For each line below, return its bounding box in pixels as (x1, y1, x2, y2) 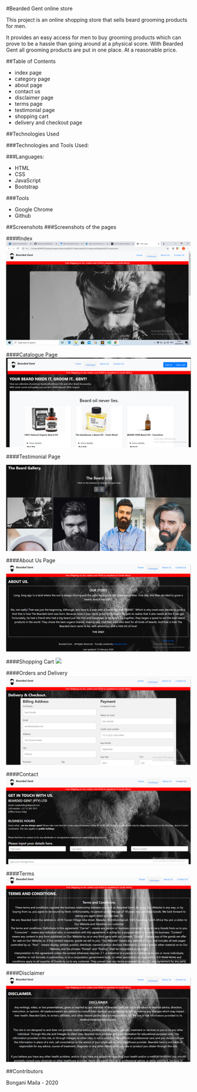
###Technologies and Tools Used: (6, 142, 89, 148)
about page (14, 82, 43, 89)
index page (14, 69, 42, 76)
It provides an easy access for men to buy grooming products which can (6, 34, 182, 40)
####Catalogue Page (6, 351, 58, 358)
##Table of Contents (6, 58, 56, 65)
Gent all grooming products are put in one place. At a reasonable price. (6, 46, 178, 53)
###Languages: (6, 153, 45, 160)
